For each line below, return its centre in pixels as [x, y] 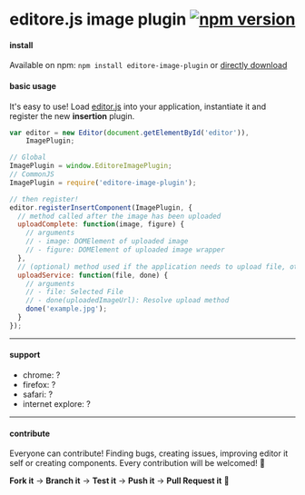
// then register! [44, 199]
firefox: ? [39, 385]
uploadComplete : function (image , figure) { [101, 224]
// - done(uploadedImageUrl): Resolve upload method [128, 301]
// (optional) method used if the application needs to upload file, [152, 267]
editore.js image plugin [98, 20]
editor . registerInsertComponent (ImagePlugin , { [101, 208]
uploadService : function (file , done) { [93, 275]
